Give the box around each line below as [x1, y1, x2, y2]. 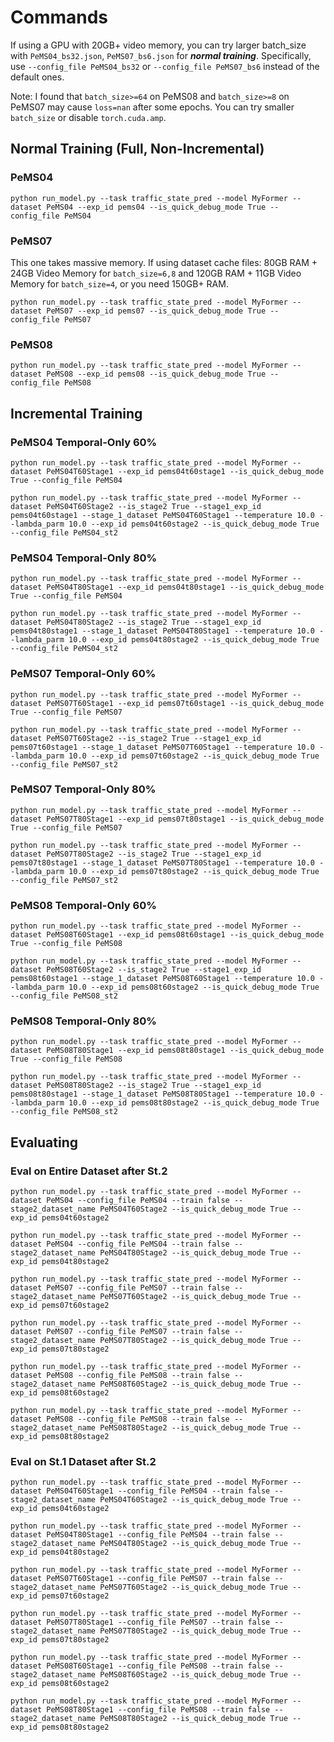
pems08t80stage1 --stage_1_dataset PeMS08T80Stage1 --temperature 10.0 [10, 1089, 315, 1100]
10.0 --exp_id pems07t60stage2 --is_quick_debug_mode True [68, 751, 320, 761]
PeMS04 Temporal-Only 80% [10, 551, 158, 565]
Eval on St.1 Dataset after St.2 [10, 1455, 157, 1468]
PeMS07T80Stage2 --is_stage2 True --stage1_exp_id [46, 849, 262, 859]
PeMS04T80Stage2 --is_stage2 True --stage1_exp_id [46, 617, 262, 628]
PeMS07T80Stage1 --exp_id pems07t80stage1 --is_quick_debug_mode [46, 814, 325, 824]
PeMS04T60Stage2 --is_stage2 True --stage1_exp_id [46, 501, 262, 511]
